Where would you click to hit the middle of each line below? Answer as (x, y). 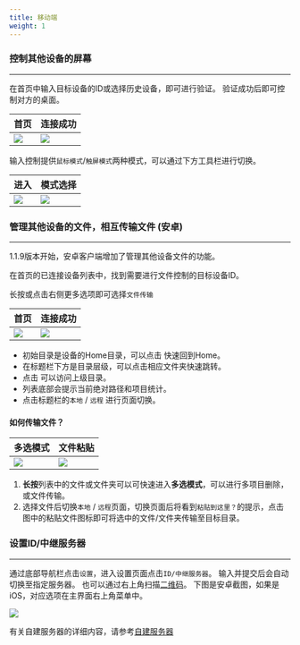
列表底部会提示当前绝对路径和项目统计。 (96, 389)
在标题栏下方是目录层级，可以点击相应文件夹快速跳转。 (124, 367)
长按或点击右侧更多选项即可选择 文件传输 (81, 294)
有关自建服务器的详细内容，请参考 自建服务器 (92, 631)
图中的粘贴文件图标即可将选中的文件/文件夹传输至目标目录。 (133, 518)
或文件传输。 (46, 496)
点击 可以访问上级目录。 (67, 378)
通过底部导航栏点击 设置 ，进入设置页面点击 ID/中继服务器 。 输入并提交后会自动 (149, 573)
